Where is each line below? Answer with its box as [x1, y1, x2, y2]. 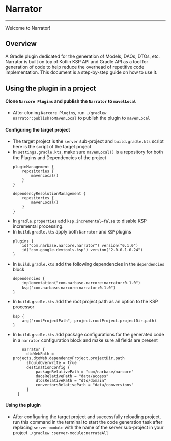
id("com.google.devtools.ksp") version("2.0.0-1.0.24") [22, 247, 143, 252]
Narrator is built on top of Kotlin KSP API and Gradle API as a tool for [5, 58, 149, 64]
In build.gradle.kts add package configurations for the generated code [12, 331, 164, 338]
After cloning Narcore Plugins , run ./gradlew [12, 110, 107, 116]
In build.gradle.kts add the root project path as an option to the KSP [12, 298, 158, 304]
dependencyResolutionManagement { [12, 191, 86, 196]
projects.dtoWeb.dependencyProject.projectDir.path [12, 355, 125, 361]
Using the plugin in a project [5, 84, 96, 93]
